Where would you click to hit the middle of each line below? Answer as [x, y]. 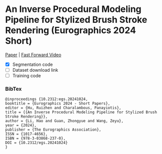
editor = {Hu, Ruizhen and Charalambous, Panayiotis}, [63, 108]
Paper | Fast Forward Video [33, 55]
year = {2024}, [21, 126]
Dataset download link [35, 70]
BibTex [13, 89]
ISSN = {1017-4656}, [27, 134]
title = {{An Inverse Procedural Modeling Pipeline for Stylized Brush [81, 112]
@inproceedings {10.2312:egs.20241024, [47, 99]
